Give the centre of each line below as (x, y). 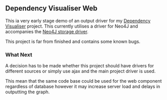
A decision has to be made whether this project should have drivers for (80, 66)
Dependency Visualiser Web (51, 8)
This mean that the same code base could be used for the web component (83, 81)
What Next (19, 55)
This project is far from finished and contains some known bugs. (73, 41)
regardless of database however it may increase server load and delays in (83, 87)
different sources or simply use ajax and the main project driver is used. (80, 71)
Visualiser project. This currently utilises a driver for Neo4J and (72, 26)
